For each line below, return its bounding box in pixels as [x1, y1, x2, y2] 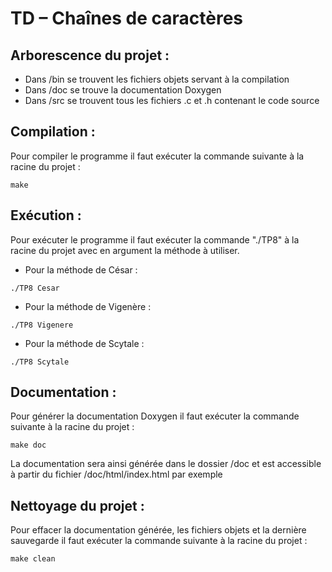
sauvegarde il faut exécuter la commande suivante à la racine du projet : [10, 535, 308, 547]
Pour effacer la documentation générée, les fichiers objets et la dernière [10, 524, 307, 536]
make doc [10, 440, 47, 451]
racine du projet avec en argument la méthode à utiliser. [10, 244, 240, 256]
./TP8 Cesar [10, 283, 60, 293]
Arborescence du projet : [10, 47, 170, 64]
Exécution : [10, 207, 82, 224]
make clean [10, 554, 56, 564]
